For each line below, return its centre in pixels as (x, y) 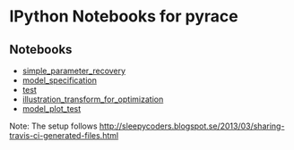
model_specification (59, 80)
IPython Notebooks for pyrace (124, 17)
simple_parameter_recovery (74, 71)
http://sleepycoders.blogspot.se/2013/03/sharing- (192, 126)
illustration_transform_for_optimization (93, 99)
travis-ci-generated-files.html (64, 135)
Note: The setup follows (53, 126)
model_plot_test (52, 108)
